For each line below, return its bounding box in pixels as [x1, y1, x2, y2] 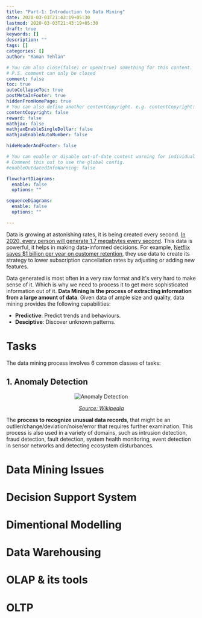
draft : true [6, 25, 36, 32]
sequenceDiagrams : [6, 198, 52, 204]
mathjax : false [6, 121, 45, 127]
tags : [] [6, 43, 28, 49]
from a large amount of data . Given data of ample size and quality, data [6, 294, 185, 301]
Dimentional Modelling [6, 518, 122, 532]
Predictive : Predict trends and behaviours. [14, 312, 121, 319]
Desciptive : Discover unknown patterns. [14, 318, 116, 326]
